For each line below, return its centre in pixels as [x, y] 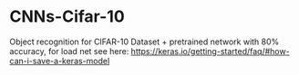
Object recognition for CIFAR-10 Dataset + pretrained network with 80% [144, 42]
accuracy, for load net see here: [69, 51]
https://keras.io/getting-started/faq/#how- [210, 51]
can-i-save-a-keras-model [60, 61]
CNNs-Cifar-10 [67, 17]
